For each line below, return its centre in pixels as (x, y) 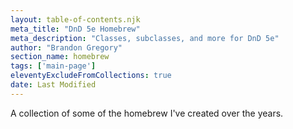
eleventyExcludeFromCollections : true (91, 76)
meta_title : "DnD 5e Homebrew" (75, 29)
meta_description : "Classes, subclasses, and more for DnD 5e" (145, 38)
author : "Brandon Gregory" (66, 47)
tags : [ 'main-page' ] (53, 66)
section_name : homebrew (60, 57)
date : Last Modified (53, 85)
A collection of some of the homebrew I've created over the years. (147, 113)
